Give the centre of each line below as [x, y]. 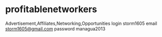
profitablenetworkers [51, 9]
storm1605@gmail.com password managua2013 [55, 28]
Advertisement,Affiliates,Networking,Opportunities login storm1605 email [81, 23]
